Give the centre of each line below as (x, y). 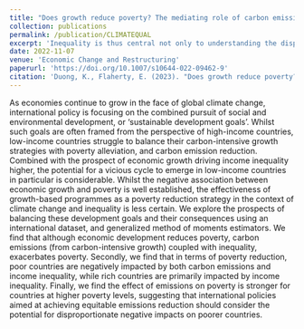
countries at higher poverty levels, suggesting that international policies (143, 295)
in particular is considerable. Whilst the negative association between (139, 179)
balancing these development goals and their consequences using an (139, 218)
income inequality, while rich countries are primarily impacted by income (145, 276)
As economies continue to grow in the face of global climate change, (138, 102)
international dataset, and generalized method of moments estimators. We (147, 227)
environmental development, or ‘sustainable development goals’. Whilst (142, 121)
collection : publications (58, 26)
